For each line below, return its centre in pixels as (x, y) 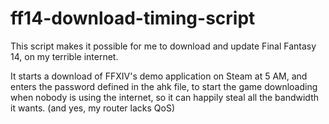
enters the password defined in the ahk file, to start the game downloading (164, 86)
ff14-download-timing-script (133, 18)
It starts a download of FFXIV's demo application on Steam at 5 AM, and (159, 76)
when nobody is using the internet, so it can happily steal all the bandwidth (164, 97)
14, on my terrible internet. (64, 56)
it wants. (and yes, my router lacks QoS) (93, 108)
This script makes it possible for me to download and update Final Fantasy (163, 46)
